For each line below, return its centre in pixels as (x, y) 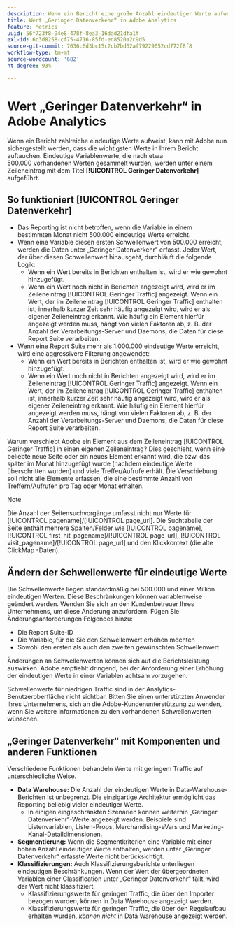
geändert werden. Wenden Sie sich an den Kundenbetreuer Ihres (101, 604)
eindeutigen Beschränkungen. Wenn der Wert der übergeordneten (113, 871)
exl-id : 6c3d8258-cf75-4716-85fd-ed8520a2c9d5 (76, 40)
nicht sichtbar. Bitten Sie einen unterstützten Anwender (145, 697)
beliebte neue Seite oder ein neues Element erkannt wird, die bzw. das (109, 457)
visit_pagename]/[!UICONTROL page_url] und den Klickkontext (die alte (110, 543)
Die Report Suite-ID (45, 633)
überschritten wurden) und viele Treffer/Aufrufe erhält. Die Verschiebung (112, 471)
